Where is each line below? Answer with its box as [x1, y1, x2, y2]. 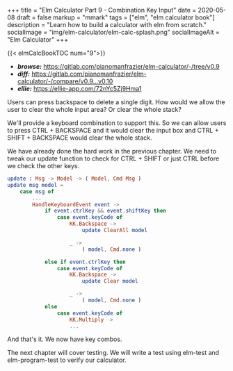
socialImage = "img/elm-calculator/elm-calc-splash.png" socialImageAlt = [7, 28, 220, 36]
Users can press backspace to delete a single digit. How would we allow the [7, 98, 225, 106]
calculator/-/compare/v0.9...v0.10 [17, 77, 113, 85]
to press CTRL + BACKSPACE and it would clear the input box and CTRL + [7, 126, 219, 134]
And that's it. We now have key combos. [7, 335, 122, 343]
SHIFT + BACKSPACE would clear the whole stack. [7, 133, 152, 142]
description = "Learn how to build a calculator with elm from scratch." [7, 21, 207, 28]
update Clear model [81, 278, 138, 285]
